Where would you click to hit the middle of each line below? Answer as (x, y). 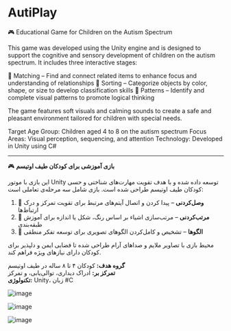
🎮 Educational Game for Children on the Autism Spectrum (90, 32)
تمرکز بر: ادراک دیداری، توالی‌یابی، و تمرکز (62, 273)
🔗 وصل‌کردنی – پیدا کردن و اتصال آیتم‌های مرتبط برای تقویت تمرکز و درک (111, 202)
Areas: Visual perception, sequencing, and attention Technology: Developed (115, 138)
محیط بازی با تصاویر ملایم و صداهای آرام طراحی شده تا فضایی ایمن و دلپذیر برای (111, 245)
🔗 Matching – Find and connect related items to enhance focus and (102, 75)
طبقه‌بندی (30, 224)
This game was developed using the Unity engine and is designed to (105, 48)
